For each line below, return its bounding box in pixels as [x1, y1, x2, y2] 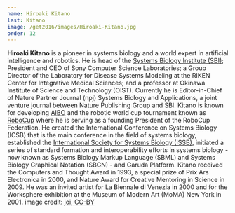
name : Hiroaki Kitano [7, 10, 71, 18]
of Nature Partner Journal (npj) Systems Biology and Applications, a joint [7, 94, 217, 102]
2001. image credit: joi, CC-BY [7, 198, 95, 207]
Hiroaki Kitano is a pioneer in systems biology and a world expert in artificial [7, 49, 229, 57]
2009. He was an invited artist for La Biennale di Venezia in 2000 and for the [7, 183, 228, 191]
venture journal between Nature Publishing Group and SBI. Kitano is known [7, 101, 224, 109]
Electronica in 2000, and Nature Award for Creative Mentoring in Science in [7, 176, 225, 184]
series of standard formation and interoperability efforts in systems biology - [7, 146, 229, 154]
